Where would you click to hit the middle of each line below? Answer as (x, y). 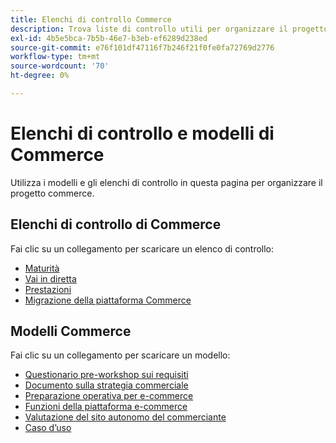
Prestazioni (48, 289)
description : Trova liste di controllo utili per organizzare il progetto (169, 29)
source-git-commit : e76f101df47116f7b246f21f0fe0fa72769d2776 (142, 47)
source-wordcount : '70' (60, 66)
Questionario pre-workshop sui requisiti (106, 375)
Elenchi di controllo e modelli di (142, 133)
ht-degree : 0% (40, 76)
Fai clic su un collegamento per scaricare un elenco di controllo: (142, 248)
